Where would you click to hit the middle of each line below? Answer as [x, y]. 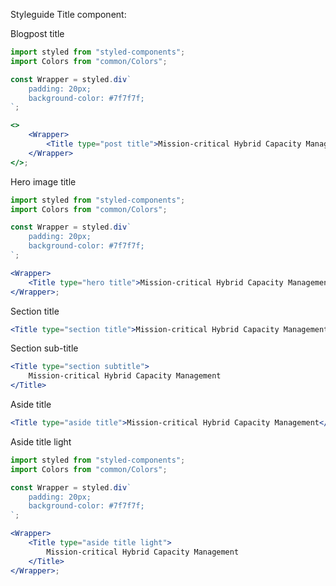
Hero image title [43, 181]
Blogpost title [37, 33]
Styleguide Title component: [68, 14]
